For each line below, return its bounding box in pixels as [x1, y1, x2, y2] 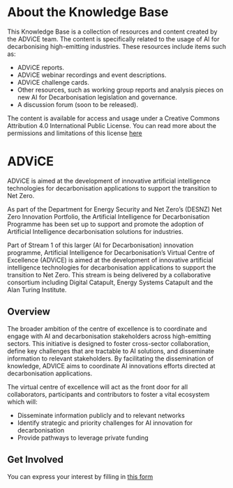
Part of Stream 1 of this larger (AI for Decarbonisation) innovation [7, 241, 194, 249]
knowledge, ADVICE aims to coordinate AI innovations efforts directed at [7, 361, 216, 370]
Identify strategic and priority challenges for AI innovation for [17, 418, 193, 427]
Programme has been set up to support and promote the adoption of [7, 220, 204, 228]
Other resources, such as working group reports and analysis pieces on [17, 85, 224, 94]
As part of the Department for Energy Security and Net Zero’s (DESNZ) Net [7, 204, 222, 214]
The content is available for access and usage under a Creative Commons [7, 113, 220, 123]
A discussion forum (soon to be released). [17, 100, 138, 109]
